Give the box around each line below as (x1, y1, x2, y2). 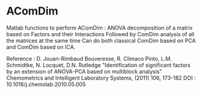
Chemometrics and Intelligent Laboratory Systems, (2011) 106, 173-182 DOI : (6, 74, 196, 81)
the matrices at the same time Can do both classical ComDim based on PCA (6, 37, 196, 44)
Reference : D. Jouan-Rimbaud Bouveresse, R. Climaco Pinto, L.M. (6, 55, 172, 62)
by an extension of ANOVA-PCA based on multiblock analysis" (6, 67, 163, 75)
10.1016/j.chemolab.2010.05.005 (6, 80, 86, 88)
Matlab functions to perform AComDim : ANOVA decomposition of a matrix (6, 24, 193, 31)
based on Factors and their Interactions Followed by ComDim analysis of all (6, 30, 195, 37)
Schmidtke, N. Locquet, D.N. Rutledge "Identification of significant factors (6, 61, 191, 69)
